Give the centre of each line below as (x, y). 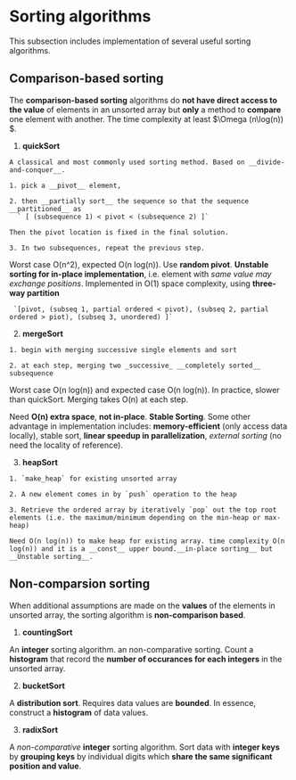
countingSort (47, 632)
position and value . (45, 766)
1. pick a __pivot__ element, (66, 185)
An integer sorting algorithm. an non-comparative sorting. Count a (132, 649)
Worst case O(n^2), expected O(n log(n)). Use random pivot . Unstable (139, 264)
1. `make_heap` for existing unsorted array (93, 479)
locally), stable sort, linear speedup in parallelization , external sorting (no (146, 435)
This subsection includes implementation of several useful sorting (130, 41)
